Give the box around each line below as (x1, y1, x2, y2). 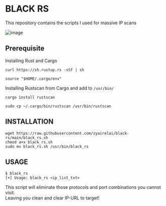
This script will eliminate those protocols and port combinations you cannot (5, 184, 161, 190)
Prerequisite (5, 44, 45, 53)
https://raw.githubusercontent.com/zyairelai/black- (16, 131, 129, 136)
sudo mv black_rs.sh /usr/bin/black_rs (5, 144, 89, 149)
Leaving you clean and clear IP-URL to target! (5, 195, 100, 201)
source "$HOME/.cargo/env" (5, 76, 62, 81)
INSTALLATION (5, 117, 54, 126)
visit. (5, 190, 15, 196)
